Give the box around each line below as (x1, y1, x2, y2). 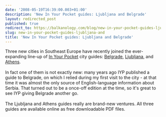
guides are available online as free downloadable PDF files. (5, 106, 125, 112)
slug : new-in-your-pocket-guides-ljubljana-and (5, 30, 105, 35)
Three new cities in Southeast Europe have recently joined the (5, 48, 132, 54)
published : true (5, 21, 39, 26)
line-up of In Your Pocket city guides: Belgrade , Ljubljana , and (28, 53, 154, 59)
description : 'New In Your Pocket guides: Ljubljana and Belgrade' (5, 12, 147, 17)
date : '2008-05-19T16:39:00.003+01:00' (5, 7, 87, 12)
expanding (5, 53, 27, 59)
